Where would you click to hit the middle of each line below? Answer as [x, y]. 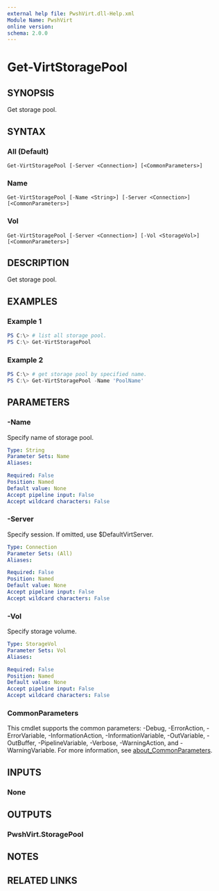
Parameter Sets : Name [38, 457]
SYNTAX [27, 132]
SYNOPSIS [31, 93]
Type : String [26, 450]
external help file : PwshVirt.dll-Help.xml [71, 14]
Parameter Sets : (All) [40, 553]
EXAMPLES [32, 301]
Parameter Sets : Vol [37, 651]
